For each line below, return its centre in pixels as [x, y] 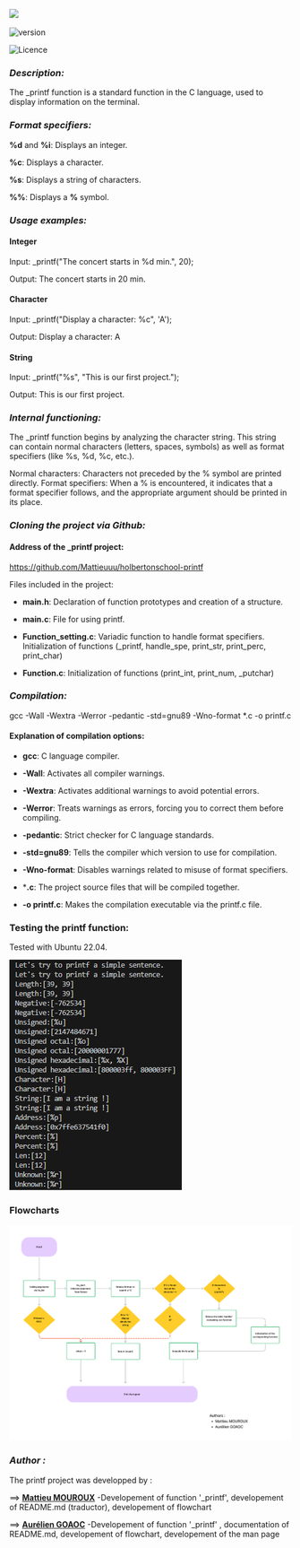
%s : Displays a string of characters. [75, 179]
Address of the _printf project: [67, 546]
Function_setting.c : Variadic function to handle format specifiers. [143, 636]
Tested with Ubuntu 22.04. [58, 947]
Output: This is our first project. [67, 395]
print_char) [42, 656]
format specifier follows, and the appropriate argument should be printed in [148, 492]
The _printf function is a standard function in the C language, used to [137, 92]
